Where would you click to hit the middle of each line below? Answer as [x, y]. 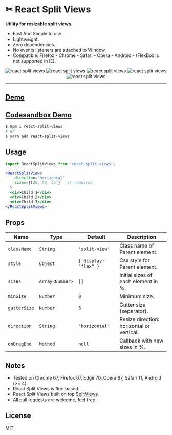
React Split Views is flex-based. [46, 389]
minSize [17, 297]
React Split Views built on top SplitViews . [56, 394]
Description [142, 237]
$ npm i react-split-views [34, 127]
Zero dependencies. [34, 44]
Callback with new [142, 341]
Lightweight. [26, 39]
